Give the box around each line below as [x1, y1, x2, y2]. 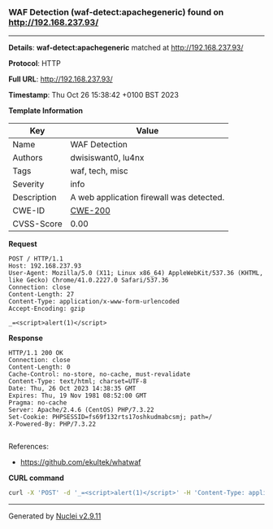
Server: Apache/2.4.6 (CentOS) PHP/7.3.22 [8, 406, 154, 414]
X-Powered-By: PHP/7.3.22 [8, 420, 96, 429]
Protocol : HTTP [8, 59, 61, 68]
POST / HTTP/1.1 [8, 255, 63, 263]
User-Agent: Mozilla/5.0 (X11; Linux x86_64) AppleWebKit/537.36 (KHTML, [8, 269, 264, 278]
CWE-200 [70, 205, 111, 216]
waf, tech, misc [70, 165, 128, 177]
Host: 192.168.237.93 [8, 262, 82, 270]
